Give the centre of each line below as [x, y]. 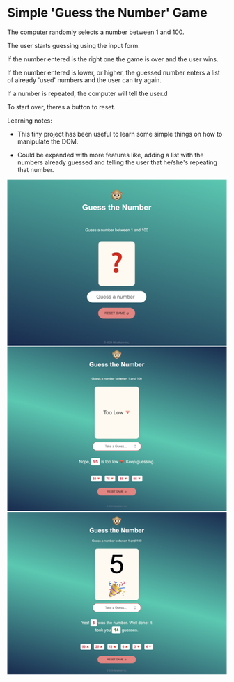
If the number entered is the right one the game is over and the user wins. [113, 59]
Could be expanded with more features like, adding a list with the [110, 155]
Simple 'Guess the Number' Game [107, 13]
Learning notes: [30, 121]
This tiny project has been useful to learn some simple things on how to [120, 134]
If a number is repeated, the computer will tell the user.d [88, 93]
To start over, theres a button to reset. [62, 107]
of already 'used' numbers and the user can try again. [85, 80]
